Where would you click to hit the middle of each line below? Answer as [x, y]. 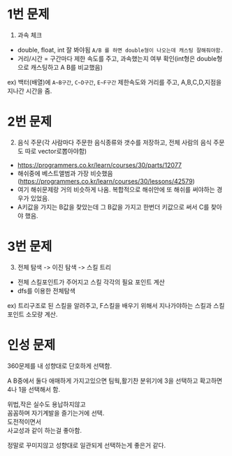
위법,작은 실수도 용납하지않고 [46, 404]
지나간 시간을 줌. [30, 91]
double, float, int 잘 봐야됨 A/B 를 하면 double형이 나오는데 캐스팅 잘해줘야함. [120, 50]
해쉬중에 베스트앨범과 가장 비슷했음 [65, 173]
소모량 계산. [42, 314]
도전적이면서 [24, 421]
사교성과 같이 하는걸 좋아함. [45, 430]
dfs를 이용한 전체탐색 [46, 290]
